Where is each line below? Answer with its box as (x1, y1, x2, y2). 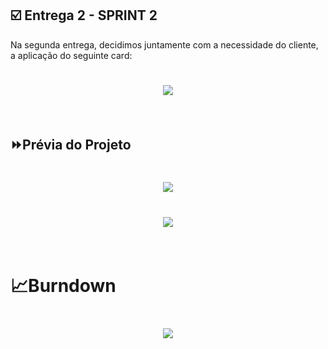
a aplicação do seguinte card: (10, 49, 133, 61)
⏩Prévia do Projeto (10, 137, 132, 154)
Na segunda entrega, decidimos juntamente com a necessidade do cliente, (10, 38, 319, 51)
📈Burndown (10, 275, 117, 297)
